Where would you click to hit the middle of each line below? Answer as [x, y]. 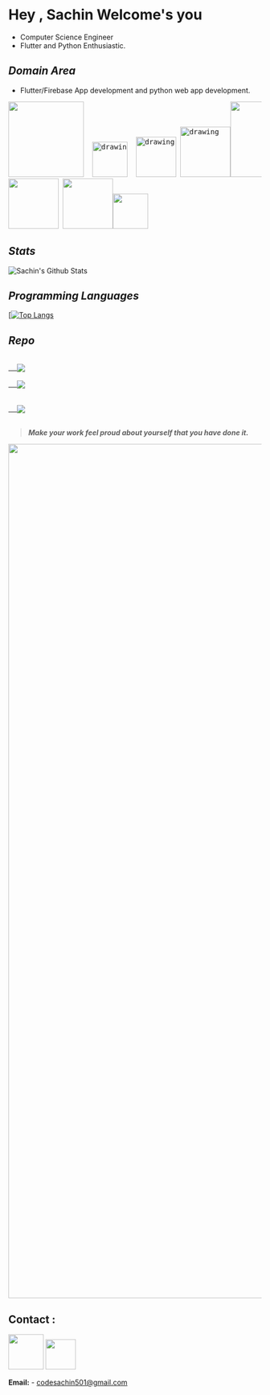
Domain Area [42, 71]
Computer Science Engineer [67, 37]
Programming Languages [74, 295]
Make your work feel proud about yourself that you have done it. [138, 433]
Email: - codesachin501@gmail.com [68, 1382]
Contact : [32, 1319]
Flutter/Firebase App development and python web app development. [135, 90]
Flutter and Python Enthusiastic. [73, 45]
